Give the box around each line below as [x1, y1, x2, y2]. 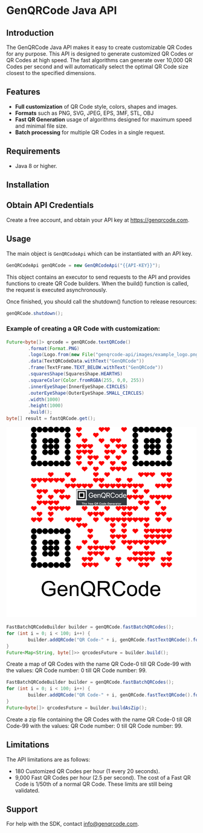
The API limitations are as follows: [6, 756, 91, 763]
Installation [6, 180, 50, 190]
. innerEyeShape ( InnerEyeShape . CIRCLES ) [28, 383, 129, 390]
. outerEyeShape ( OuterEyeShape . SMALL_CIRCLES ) [28, 390, 145, 396]
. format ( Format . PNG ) [28, 345, 80, 351]
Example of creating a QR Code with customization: [6, 325, 161, 333]
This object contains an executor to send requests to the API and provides [6, 273, 191, 280]
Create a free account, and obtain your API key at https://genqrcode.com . [6, 216, 190, 224]
